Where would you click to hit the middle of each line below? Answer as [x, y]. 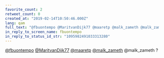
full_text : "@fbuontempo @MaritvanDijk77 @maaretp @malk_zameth [72, 28]
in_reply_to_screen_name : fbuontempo [43, 32]
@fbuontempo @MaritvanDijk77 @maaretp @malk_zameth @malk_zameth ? [82, 50]
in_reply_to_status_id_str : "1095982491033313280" [58, 37]
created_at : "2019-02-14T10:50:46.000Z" [47, 18]
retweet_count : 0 [23, 14]
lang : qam [15, 23]
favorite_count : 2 [24, 9]
